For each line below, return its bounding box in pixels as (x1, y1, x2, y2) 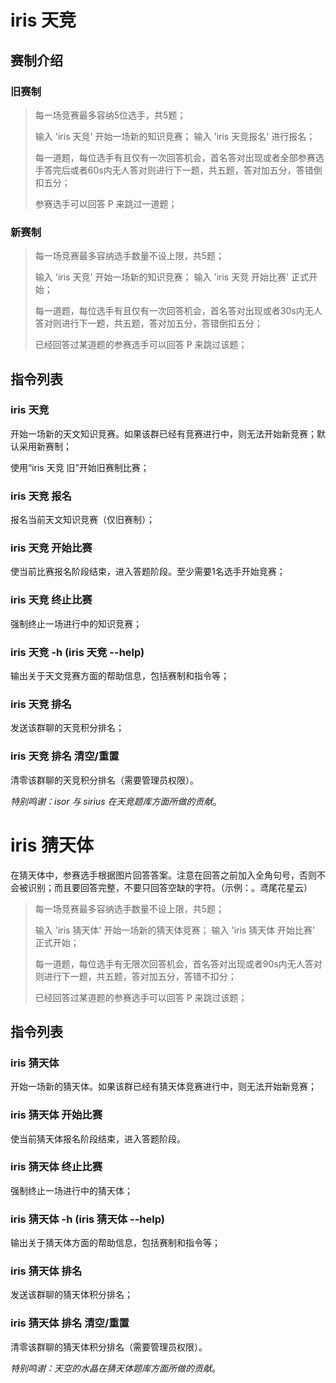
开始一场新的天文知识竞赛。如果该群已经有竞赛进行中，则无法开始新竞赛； (10, 427, 317, 440)
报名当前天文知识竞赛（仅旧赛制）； (10, 514, 155, 526)
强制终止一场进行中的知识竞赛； (10, 617, 142, 630)
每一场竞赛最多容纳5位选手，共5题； (34, 109, 187, 121)
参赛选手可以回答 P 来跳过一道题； (34, 197, 178, 210)
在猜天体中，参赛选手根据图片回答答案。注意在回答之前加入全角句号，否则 (10, 869, 317, 881)
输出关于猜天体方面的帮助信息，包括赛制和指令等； (10, 1237, 221, 1249)
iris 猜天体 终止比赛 (10, 1160, 103, 1174)
